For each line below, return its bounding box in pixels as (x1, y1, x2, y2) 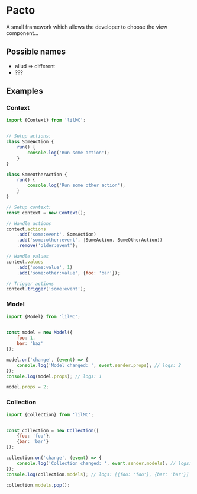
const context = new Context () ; (6, 210, 86, 216)
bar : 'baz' (17, 341, 44, 347)
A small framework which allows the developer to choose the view (6, 23, 167, 30)
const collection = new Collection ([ (6, 427, 99, 433)
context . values (6, 259, 44, 265)
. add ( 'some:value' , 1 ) (17, 264, 73, 270)
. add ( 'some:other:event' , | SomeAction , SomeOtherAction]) (17, 237, 163, 243)
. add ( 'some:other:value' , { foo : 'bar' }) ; (17, 270, 120, 276)
